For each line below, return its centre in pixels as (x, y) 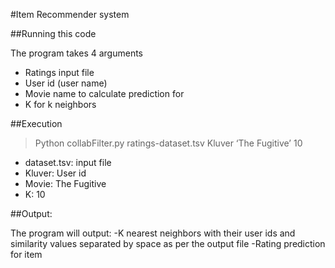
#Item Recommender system (70, 14)
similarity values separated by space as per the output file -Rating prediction (168, 243)
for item (26, 254)
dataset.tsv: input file (68, 162)
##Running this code (53, 33)
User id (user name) (66, 83)
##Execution (36, 123)
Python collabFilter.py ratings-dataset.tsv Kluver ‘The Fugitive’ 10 (168, 143)
